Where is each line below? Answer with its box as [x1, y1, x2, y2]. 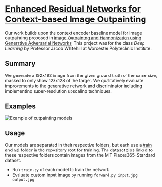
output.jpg [12, 177, 35, 182]
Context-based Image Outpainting [5, 14, 146, 25]
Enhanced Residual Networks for [5, 3, 141, 15]
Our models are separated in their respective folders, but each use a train [5, 142, 152, 148]
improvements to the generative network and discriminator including [5, 83, 143, 89]
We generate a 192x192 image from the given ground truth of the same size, [5, 72, 157, 78]
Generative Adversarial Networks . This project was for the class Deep [5, 40, 145, 46]
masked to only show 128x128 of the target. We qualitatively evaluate [5, 77, 144, 83]
